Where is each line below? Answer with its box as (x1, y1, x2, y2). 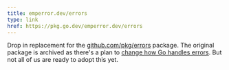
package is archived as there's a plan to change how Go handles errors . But (7, 48, 222, 56)
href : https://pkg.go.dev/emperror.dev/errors (7, 22, 143, 29)
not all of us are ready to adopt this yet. (7, 56, 119, 64)
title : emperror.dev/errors (7, 10, 88, 17)
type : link (7, 16, 39, 23)
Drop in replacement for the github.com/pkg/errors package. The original (7, 41, 215, 50)
